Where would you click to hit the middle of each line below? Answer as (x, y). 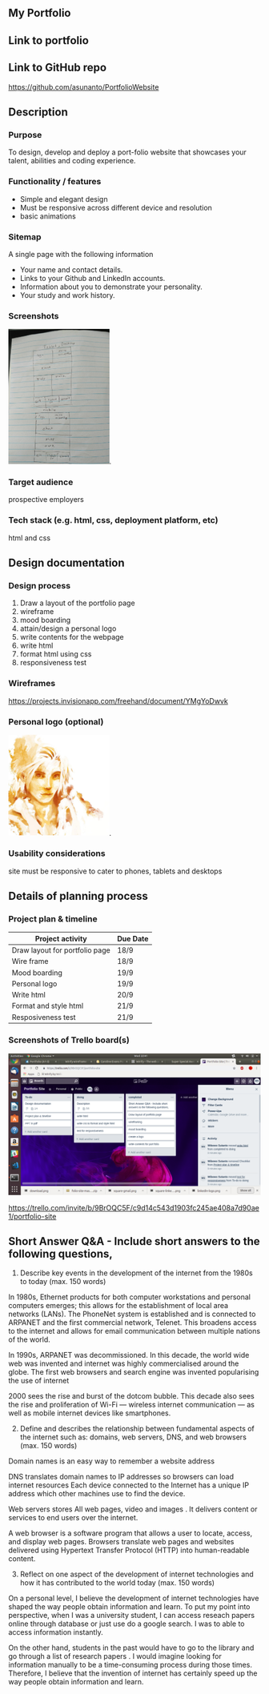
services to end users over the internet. (73, 1518)
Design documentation (67, 563)
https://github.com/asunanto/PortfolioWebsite (84, 86)
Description (38, 112)
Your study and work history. (67, 295)
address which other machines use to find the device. (97, 1494)
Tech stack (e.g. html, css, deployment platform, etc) (113, 520)
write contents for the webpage (72, 637)
